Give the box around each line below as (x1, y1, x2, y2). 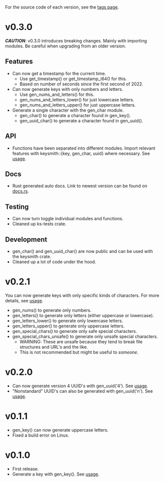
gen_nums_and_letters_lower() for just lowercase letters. (19, 96, 134, 103)
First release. (12, 466, 39, 472)
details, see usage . (5, 297, 43, 303)
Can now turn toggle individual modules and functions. (12, 216, 124, 222)
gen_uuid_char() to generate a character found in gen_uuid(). (19, 118, 143, 123)
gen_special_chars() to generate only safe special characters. (12, 328, 137, 334)
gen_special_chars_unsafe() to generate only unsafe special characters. (12, 333, 158, 339)
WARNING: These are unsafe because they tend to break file (19, 338, 143, 345)
